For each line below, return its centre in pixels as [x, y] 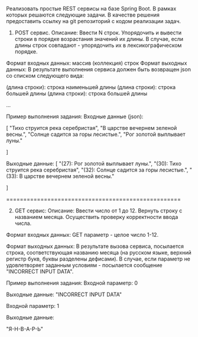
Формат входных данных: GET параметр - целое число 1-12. [82, 235]
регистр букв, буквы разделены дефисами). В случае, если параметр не [98, 259]
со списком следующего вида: [45, 76]
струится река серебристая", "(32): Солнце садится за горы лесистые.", [97, 170]
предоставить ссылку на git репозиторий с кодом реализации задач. [94, 21]
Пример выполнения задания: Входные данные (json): [75, 116]
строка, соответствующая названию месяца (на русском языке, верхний [99, 252]
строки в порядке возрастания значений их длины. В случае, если [99, 39]
